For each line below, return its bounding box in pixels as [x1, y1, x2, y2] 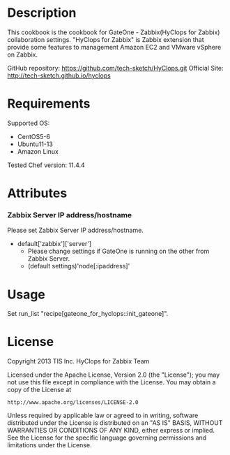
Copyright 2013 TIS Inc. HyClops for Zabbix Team [7, 357, 150, 366]
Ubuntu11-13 [17, 140, 54, 148]
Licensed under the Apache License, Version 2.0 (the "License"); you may [7, 370, 220, 379]
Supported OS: [7, 119, 50, 127]
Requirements [7, 96, 91, 112]
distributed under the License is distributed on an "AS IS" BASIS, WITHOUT [7, 419, 223, 427]
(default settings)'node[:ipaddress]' [27, 262, 130, 270]
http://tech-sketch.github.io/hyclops [7, 71, 112, 80]
